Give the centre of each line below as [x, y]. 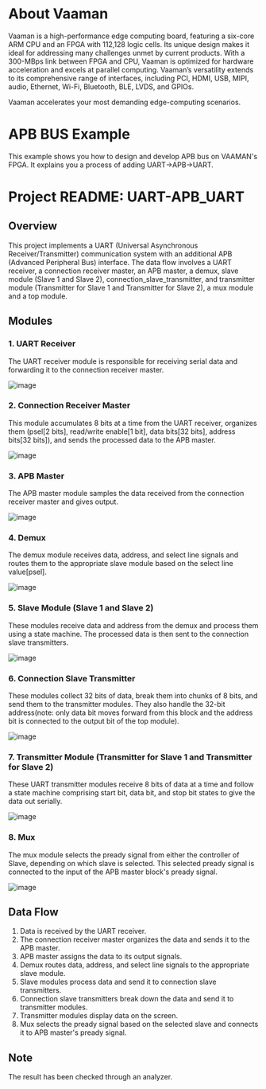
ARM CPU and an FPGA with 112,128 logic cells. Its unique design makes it [129, 44]
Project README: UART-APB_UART [126, 197]
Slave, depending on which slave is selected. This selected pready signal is [131, 863]
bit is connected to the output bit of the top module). [94, 721]
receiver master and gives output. [64, 502]
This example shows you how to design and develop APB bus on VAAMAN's [133, 156]
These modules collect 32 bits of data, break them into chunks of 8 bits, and [133, 696]
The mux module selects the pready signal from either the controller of [124, 855]
